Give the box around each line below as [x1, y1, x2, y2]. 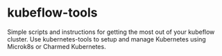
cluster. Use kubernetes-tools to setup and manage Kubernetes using [7, 35, 206, 43]
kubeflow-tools [7, 5, 99, 21]
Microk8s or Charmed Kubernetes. [7, 42, 106, 50]
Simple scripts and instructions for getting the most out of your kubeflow [7, 28, 215, 36]
